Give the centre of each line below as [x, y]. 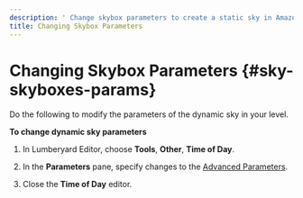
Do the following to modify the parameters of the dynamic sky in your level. [149, 114]
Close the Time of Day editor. [77, 184]
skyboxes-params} [83, 90]
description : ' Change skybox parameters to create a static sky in [141, 18]
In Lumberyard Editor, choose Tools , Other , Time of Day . [129, 149]
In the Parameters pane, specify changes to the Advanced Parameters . [155, 166]
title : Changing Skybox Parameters [76, 26]
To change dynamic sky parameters [78, 132]
